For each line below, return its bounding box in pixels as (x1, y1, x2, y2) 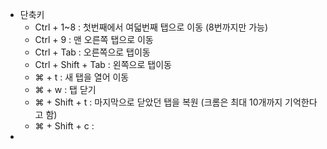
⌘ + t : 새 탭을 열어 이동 (34, 71, 130, 83)
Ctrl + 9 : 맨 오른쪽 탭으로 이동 (34, 34, 154, 45)
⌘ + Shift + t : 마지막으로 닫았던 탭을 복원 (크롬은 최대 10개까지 (34, 96, 283, 108)
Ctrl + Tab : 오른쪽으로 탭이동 (34, 46, 151, 58)
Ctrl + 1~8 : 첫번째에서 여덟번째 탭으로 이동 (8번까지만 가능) (34, 21, 269, 33)
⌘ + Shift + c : (34, 120, 95, 132)
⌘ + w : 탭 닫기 (34, 84, 97, 95)
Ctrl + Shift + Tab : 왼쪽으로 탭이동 (34, 59, 172, 70)
